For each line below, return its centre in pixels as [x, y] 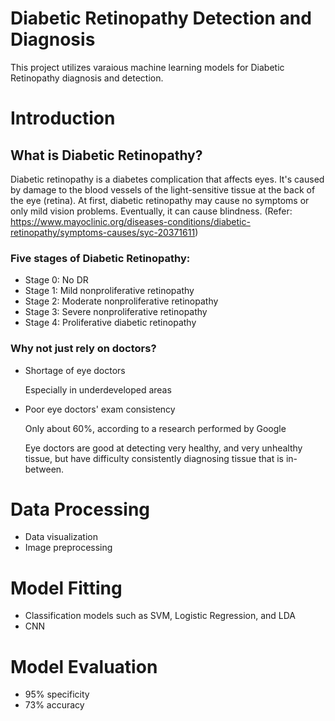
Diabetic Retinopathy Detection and [161, 18]
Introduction [63, 118]
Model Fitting [66, 588]
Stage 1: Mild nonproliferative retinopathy [109, 291]
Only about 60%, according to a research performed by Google [155, 428]
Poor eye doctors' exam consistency [100, 409]
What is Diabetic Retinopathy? [106, 155]
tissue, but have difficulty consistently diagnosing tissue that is [154, 458]
